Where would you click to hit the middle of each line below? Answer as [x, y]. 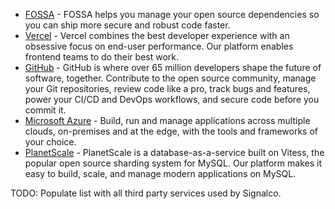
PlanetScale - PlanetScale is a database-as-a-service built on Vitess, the [174, 152]
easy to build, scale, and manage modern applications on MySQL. [160, 173]
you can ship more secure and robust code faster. [127, 25]
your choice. [50, 142]
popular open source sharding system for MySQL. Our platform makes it [173, 163]
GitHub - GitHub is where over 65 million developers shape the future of [173, 67]
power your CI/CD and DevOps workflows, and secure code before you [172, 99]
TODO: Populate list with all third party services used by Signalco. [146, 193]
